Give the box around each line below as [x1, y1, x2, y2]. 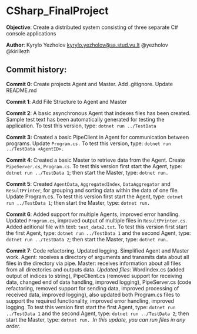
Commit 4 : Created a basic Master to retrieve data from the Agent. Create [6, 156, 185, 163]
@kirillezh [6, 47, 31, 54]
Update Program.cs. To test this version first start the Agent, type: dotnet [6, 193, 183, 200]
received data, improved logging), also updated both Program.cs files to [6, 291, 181, 298]
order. [6, 322, 21, 329]
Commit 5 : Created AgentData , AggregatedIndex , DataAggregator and [6, 180, 171, 187]
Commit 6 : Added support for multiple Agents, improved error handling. [6, 211, 181, 218]
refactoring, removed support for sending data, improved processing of [6, 284, 179, 292]
